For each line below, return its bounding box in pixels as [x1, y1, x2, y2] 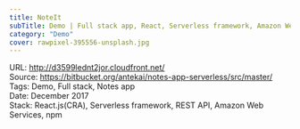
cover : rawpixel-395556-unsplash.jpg [9, 37, 150, 47]
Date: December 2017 [9, 91, 89, 101]
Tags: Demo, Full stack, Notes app [9, 81, 136, 92]
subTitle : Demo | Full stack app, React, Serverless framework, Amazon [9, 21, 281, 30]
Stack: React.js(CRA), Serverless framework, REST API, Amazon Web [9, 100, 264, 111]
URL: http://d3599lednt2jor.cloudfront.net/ [9, 62, 165, 73]
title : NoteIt [9, 12, 62, 22]
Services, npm [9, 109, 62, 120]
